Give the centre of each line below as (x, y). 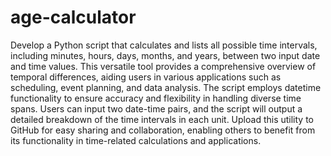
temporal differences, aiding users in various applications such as (146, 77)
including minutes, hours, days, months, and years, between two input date (165, 55)
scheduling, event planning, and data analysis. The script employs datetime (166, 87)
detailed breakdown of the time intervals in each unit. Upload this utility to (162, 119)
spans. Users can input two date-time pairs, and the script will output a (156, 108)
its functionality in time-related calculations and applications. (136, 140)
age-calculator (73, 17)
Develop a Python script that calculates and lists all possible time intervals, (164, 45)
